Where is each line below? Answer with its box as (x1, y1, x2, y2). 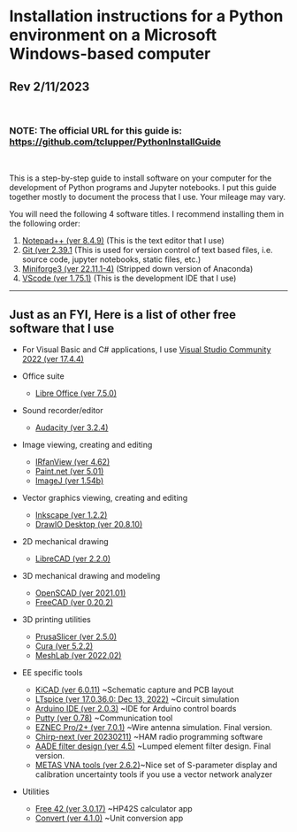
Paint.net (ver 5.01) (34, 466, 104, 477)
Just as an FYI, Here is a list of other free (9, 307, 237, 322)
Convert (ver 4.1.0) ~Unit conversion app (34, 813, 184, 824)
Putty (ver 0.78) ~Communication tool (34, 713, 173, 723)
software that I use (9, 320, 115, 335)
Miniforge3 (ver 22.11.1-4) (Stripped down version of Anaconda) (21, 264, 254, 274)
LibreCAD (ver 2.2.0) (34, 553, 111, 564)
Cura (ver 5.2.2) (34, 641, 94, 651)
